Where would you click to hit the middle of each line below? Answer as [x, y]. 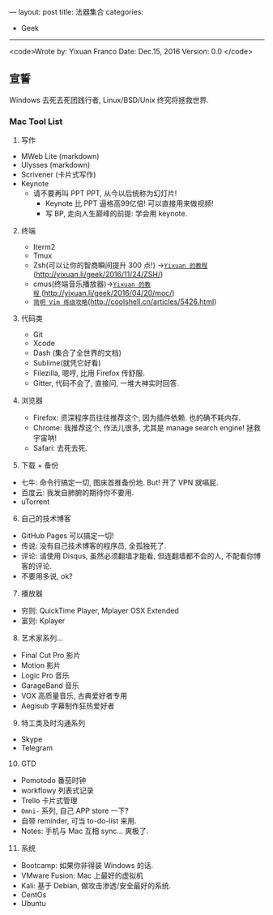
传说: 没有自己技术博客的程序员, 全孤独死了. [94, 546]
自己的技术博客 [46, 519]
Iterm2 [44, 247]
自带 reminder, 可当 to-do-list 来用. [79, 821]
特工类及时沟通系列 [53, 723]
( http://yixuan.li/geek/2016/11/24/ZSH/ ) [98, 275]
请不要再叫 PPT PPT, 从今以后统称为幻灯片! [105, 194]
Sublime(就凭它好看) [67, 363]
